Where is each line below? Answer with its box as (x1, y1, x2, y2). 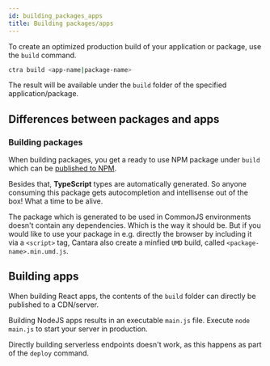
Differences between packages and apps (8, 112, 220, 126)
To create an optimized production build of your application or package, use (8, 41, 262, 51)
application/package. (8, 89, 79, 99)
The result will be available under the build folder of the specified (8, 80, 227, 90)
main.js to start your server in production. (8, 324, 148, 334)
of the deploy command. (8, 348, 90, 358)
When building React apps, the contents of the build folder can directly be (8, 291, 256, 301)
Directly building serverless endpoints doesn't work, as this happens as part (8, 339, 262, 349)
